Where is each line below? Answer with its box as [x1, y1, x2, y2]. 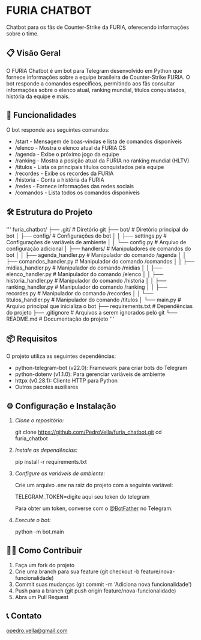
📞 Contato [6, 611, 42, 621]
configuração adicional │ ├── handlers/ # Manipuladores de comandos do [6, 245, 191, 253]
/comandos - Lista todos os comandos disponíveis [14, 189, 140, 196]
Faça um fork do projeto [14, 561, 75, 568]
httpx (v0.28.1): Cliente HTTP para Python [14, 377, 118, 384]
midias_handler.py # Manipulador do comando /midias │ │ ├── [6, 264, 163, 271]
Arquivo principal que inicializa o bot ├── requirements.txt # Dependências [6, 303, 193, 310]
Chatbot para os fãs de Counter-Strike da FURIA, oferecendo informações [6, 23, 190, 31]
